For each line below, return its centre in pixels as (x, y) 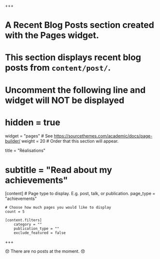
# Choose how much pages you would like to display (58, 208)
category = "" (28, 225)
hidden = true (33, 122)
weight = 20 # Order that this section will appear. (70, 141)
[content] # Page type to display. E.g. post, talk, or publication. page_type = (80, 194)
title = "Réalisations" (25, 150)
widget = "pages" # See (29, 136)
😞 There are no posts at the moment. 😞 (45, 251)
